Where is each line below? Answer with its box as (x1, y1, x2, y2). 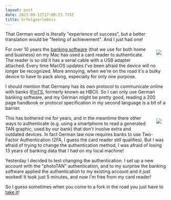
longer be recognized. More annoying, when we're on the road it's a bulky (5, 68, 161, 74)
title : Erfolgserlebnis (5, 17, 56, 22)
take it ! (5, 189, 19, 195)
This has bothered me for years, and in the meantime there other (5, 115, 141, 121)
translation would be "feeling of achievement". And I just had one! (5, 36, 143, 42)
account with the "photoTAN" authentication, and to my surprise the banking (5, 163, 166, 169)
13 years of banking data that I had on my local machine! (5, 148, 124, 154)
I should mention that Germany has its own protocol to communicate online (5, 83, 163, 90)
